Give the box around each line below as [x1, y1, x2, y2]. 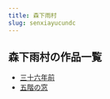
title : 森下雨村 [8, 11, 57, 20]
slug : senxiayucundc [8, 19, 77, 27]
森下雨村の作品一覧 [8, 50, 102, 63]
